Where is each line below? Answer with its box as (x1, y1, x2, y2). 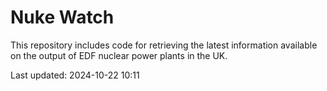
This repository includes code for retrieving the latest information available (10, 39, 318, 51)
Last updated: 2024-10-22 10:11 (10, 69, 140, 81)
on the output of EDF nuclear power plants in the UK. (10, 49, 228, 61)
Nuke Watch (10, 6, 115, 29)
